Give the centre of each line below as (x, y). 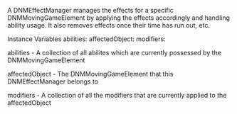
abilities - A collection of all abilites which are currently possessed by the (115, 53)
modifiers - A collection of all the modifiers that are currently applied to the (117, 95)
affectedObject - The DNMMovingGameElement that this (90, 74)
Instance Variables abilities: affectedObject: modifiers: (86, 39)
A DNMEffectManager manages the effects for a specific (91, 10)
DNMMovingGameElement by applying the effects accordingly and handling (118, 18)
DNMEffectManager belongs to (53, 81)
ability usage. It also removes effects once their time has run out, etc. (109, 25)
